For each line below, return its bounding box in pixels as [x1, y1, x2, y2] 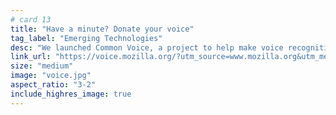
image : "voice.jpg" [10, 71, 92, 81]
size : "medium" [10, 61, 74, 71]
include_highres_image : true [10, 89, 132, 99]
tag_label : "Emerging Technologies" [10, 33, 163, 43]
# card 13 [10, 14, 52, 25]
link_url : [10, 52, 52, 62]
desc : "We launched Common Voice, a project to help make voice [10, 42, 284, 53]
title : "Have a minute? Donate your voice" [10, 24, 195, 34]
